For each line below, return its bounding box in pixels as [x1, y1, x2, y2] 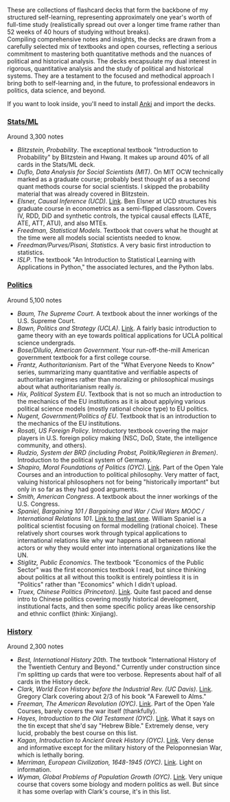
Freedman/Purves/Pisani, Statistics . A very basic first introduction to [16, 241, 211, 249]
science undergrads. [16, 338, 76, 347]
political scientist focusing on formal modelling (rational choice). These [16, 522, 218, 530]
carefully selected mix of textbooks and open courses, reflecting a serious [7, 43, 218, 50]
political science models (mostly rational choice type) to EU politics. [16, 404, 209, 413]
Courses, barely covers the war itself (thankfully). [16, 706, 157, 715]
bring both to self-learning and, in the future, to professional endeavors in [7, 79, 216, 87]
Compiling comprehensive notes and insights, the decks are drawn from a [7, 35, 216, 43]
